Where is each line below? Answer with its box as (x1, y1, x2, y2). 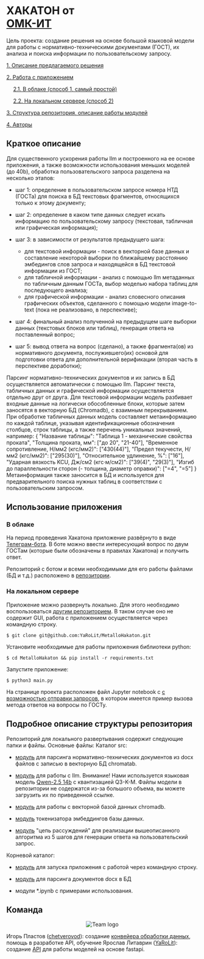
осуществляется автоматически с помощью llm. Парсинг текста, (6, 380, 175, 388)
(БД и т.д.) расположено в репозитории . (6, 572, 111, 579)
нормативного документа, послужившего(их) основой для (15, 349, 169, 356)
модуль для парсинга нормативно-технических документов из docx (15, 753, 194, 760)
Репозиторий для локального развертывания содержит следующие (6, 735, 184, 742)
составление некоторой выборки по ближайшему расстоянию (24, 254, 188, 261)
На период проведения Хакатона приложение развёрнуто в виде (6, 534, 177, 541)
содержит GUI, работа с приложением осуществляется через (6, 614, 168, 621)
